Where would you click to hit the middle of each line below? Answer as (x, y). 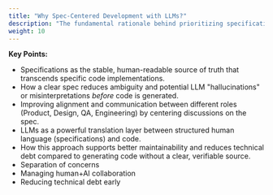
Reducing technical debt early (70, 182)
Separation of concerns (60, 165)
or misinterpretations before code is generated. (99, 96)
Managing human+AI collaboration (78, 173)
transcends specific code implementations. (92, 79)
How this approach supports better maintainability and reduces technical (142, 148)
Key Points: (28, 54)
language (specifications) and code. (80, 139)
